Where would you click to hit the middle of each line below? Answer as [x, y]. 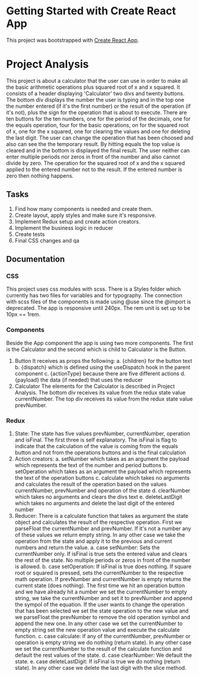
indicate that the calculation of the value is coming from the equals [96, 446]
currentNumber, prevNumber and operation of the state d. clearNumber [102, 490]
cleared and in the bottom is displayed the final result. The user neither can [98, 150]
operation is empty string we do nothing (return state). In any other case [103, 642]
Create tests [30, 234]
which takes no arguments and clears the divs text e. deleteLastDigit [98, 496]
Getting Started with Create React [91, 11]
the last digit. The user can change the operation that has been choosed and [100, 138]
